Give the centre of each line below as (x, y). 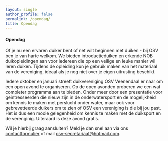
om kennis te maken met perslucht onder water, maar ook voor (70, 103)
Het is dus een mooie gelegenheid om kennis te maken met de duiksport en (83, 113)
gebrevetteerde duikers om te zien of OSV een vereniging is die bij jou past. (83, 108)
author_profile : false (29, 14)
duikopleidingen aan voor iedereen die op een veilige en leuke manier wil (80, 61)
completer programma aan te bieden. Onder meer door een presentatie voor (84, 92)
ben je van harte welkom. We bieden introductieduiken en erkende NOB (79, 56)
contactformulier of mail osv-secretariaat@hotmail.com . (63, 134)
